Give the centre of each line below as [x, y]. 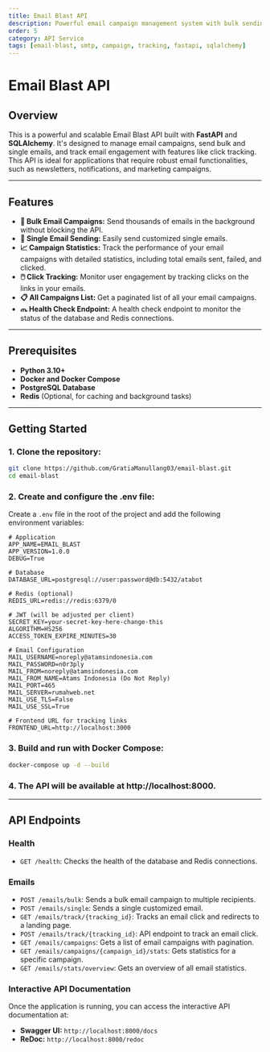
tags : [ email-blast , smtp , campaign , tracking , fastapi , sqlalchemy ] [127, 46]
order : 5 [23, 31]
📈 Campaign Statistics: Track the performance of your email [122, 247]
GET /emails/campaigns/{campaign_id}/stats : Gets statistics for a [128, 950]
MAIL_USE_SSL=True [39, 707]
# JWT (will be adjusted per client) [72, 615]
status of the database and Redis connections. [97, 318]
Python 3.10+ [43, 370]
